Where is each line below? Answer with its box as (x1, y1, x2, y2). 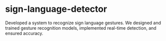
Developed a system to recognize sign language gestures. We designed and (5, 20, 162, 26)
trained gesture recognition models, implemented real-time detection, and (5, 25, 157, 31)
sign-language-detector (5, 3, 107, 15)
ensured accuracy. (5, 30, 44, 36)
